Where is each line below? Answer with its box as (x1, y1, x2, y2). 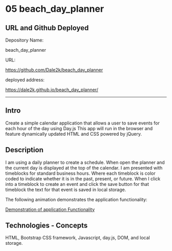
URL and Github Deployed (5, 24, 89, 32)
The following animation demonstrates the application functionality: (5, 196, 147, 202)
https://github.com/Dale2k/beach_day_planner (5, 67, 103, 73)
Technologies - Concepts (5, 221, 88, 230)
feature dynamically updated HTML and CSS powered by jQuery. (5, 131, 142, 137)
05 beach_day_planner (5, 3, 104, 15)
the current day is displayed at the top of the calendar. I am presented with (5, 164, 163, 171)
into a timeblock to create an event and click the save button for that (5, 181, 149, 187)
